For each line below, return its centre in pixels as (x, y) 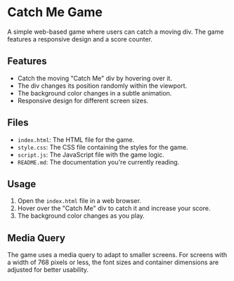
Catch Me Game (55, 12)
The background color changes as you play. (81, 216)
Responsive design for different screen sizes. (83, 100)
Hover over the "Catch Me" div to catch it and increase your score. (114, 209)
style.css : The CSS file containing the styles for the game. (103, 147)
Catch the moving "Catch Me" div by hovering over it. (95, 78)
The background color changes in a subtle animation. (95, 93)
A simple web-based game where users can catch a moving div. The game (116, 32)
